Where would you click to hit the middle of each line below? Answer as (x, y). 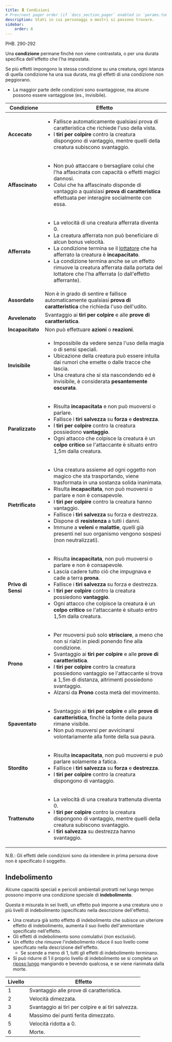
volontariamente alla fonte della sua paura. (104, 737)
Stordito (18, 768)
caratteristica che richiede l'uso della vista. (105, 128)
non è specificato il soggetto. (36, 861)
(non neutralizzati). (76, 540)
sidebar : (15, 24)
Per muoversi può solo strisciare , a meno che (108, 635)
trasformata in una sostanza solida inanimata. (108, 483)
